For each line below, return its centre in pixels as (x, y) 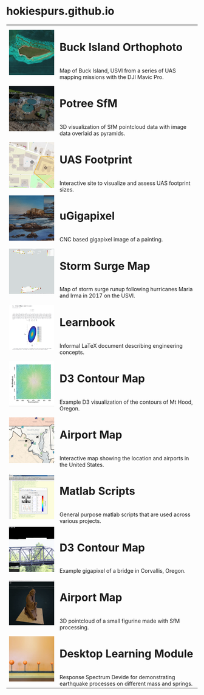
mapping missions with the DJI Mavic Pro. (112, 77)
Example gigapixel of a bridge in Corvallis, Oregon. (123, 571)
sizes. (67, 189)
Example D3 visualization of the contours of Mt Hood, (126, 402)
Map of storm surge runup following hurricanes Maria (126, 289)
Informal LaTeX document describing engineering (121, 345)
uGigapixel (87, 216)
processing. (74, 627)
